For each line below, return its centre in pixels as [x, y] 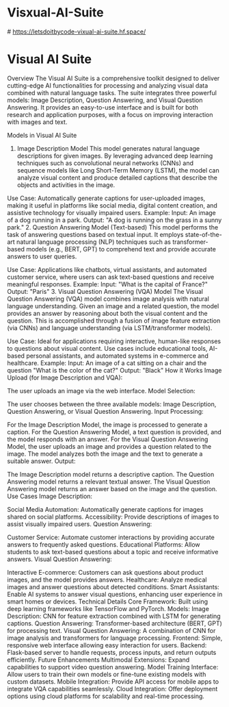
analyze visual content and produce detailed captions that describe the [117, 177]
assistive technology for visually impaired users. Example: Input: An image [112, 212]
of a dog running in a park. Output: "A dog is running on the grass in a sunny [114, 220]
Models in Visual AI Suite [42, 135]
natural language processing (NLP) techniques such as [93, 242]
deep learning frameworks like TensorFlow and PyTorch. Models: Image [108, 608]
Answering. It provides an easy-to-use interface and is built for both [103, 107]
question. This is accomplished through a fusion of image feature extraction [114, 321]
